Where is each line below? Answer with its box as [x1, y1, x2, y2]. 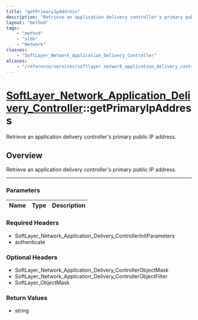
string [14, 307, 29, 314]
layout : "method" [6, 19, 49, 25]
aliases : [6, 58, 28, 64]
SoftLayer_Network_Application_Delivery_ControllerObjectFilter [14, 273, 168, 280]
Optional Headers [6, 253, 58, 261]
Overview [6, 150, 43, 160]
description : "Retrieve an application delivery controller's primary [6, 14, 183, 20]
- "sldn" [16, 36, 38, 42]
